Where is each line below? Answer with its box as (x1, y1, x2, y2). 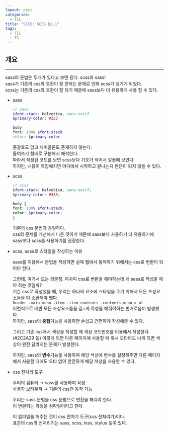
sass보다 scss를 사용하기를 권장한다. (12, 237, 86, 244)
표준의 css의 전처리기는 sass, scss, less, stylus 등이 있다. (12, 420, 127, 426)
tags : (5, 26, 17, 31)
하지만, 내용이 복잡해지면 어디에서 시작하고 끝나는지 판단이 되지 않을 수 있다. (12, 163, 162, 169)
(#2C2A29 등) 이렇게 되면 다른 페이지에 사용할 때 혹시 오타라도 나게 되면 (12, 335, 155, 341)
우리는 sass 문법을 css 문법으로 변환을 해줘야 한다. (12, 397, 113, 403)
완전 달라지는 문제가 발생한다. (22, 341, 80, 348)
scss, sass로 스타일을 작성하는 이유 (12, 248, 83, 254)
